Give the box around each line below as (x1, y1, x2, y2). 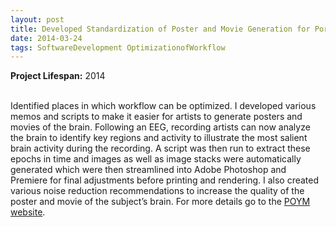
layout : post (10, 14, 65, 25)
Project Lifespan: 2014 (10, 70, 106, 82)
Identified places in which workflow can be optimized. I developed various (10, 100, 317, 112)
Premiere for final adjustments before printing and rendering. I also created (10, 174, 320, 186)
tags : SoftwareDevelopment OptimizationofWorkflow (10, 42, 226, 53)
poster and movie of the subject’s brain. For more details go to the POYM (10, 196, 311, 208)
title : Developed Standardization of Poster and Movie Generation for (10, 24, 311, 34)
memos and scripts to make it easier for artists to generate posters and (10, 111, 303, 123)
